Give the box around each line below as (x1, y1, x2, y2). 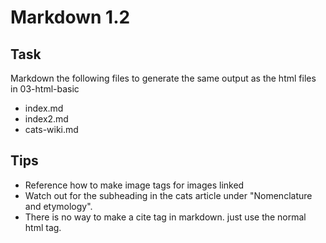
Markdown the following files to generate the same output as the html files (10, 72, 317, 84)
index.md (24, 102, 64, 114)
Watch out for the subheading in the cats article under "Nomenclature (24, 189, 313, 201)
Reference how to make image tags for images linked (24, 179, 245, 191)
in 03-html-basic (10, 83, 80, 95)
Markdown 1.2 (10, 6, 131, 29)
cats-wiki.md (24, 124, 79, 135)
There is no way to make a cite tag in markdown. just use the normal (24, 211, 307, 223)
